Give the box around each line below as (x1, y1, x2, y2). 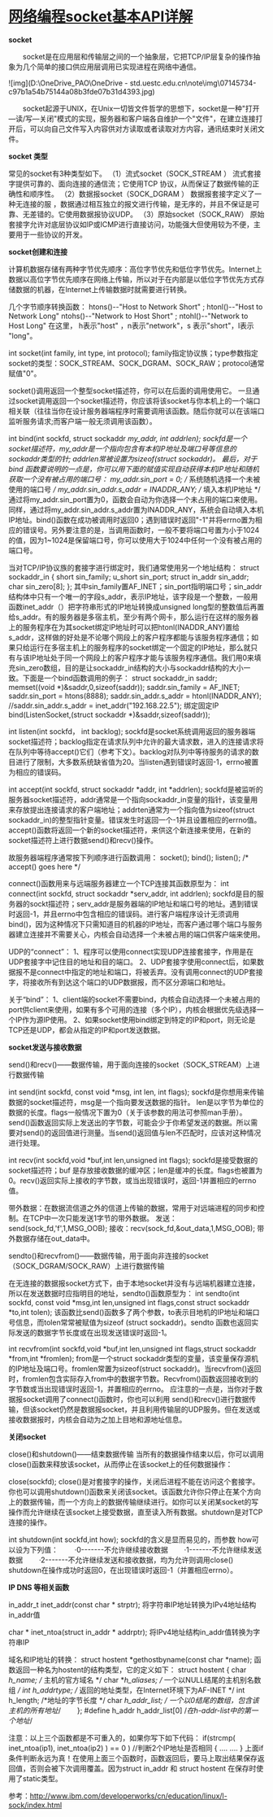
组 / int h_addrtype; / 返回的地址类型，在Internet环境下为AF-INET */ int (8, 1685, 245, 1695)
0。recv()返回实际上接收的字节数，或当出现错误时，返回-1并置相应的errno (8, 1175, 257, 1185)
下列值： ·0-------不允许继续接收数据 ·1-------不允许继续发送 (29, 1544, 262, 1554)
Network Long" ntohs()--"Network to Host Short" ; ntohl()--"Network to (8, 311, 249, 321)
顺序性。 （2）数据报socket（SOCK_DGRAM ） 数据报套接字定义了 (29, 189, 255, 199)
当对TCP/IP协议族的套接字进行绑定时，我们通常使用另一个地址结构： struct (8, 562, 260, 572)
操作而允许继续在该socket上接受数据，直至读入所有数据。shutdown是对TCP (8, 1507, 263, 1517)
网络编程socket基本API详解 (8, 7, 193, 26)
